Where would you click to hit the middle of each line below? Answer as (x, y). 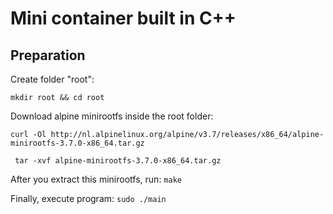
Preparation (48, 55)
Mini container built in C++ (123, 18)
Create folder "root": (52, 79)
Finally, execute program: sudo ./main (88, 198)
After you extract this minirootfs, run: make (96, 179)
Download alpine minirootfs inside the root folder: (112, 116)
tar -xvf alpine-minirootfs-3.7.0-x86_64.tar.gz (118, 161)
